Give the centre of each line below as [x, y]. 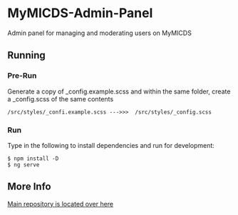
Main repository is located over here [61, 204]
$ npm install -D [33, 159]
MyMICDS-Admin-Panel [80, 13]
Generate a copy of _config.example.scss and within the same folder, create [119, 91]
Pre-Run [22, 76]
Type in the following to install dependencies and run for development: [111, 145]
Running [27, 55]
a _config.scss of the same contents [61, 99]
